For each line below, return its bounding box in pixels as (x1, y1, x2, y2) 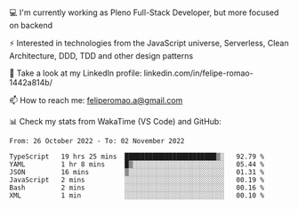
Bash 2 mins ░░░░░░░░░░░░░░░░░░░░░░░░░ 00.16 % (9, 183, 265, 192)
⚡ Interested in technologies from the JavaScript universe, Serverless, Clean (9, 38, 289, 48)
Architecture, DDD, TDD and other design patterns (9, 51, 194, 60)
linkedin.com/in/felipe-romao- (143, 68, 254, 78)
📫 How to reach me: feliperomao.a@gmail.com (9, 95, 183, 105)
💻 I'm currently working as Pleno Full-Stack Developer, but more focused (9, 7, 279, 18)
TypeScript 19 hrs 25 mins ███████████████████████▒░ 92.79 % (9, 152, 265, 161)
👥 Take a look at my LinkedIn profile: (9, 68, 142, 78)
